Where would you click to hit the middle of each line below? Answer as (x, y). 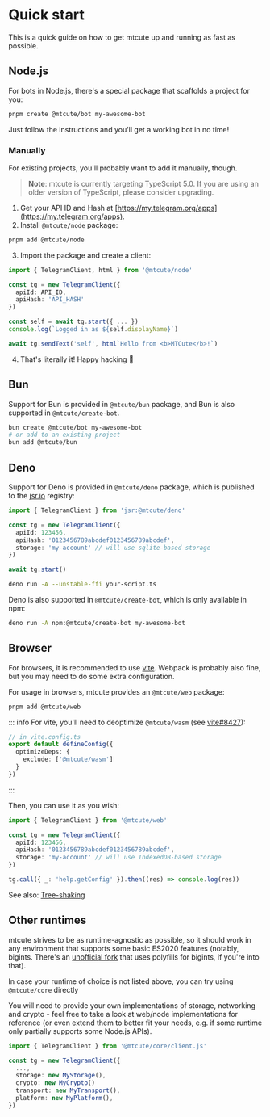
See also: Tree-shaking (47, 895)
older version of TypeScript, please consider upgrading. (121, 192)
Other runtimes (48, 920)
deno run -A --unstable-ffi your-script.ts (83, 584)
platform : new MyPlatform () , (64, 1098)
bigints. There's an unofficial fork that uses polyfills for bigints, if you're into (134, 957)
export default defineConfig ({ (61, 745)
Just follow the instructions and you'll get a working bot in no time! (119, 129)
